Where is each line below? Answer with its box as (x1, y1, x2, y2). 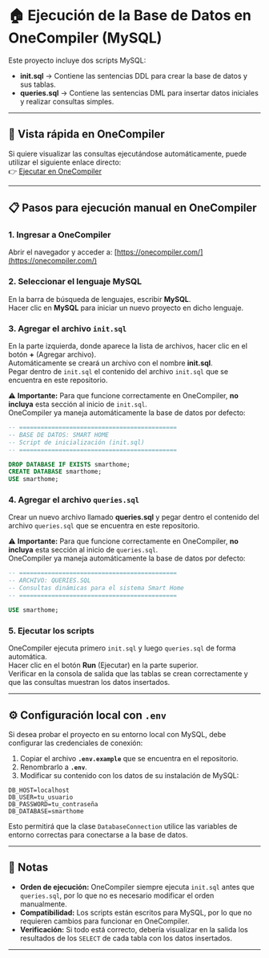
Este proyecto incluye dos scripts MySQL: (8, 55, 147, 65)
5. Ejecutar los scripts (8, 625, 94, 636)
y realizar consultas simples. (19, 96, 114, 106)
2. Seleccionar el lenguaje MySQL (8, 276, 143, 287)
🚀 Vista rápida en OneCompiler (8, 128, 166, 141)
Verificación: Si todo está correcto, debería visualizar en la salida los (19, 924, 248, 934)
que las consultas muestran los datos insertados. (8, 678, 171, 687)
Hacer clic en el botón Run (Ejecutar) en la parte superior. (8, 660, 199, 671)
